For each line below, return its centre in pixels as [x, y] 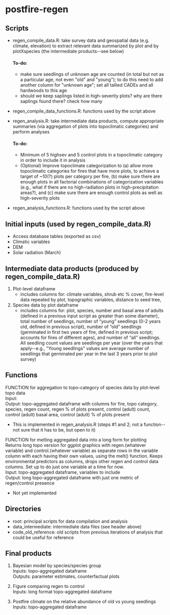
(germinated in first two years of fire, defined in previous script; [87, 332]
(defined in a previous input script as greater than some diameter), [90, 316]
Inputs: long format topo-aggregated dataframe [62, 592]
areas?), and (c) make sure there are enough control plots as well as [91, 193]
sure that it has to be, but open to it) [58, 430]
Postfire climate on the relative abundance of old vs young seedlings [84, 602]
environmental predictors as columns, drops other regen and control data [82, 461]
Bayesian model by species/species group [57, 566]
